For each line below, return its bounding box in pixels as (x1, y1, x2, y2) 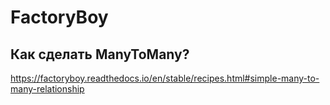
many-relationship (10, 83, 85, 95)
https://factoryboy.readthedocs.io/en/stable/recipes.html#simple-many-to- (10, 72, 320, 84)
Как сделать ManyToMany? (10, 46, 190, 63)
